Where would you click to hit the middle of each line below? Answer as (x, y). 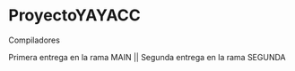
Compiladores (34, 40)
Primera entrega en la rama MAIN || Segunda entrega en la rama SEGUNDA (147, 57)
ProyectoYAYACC (74, 16)
